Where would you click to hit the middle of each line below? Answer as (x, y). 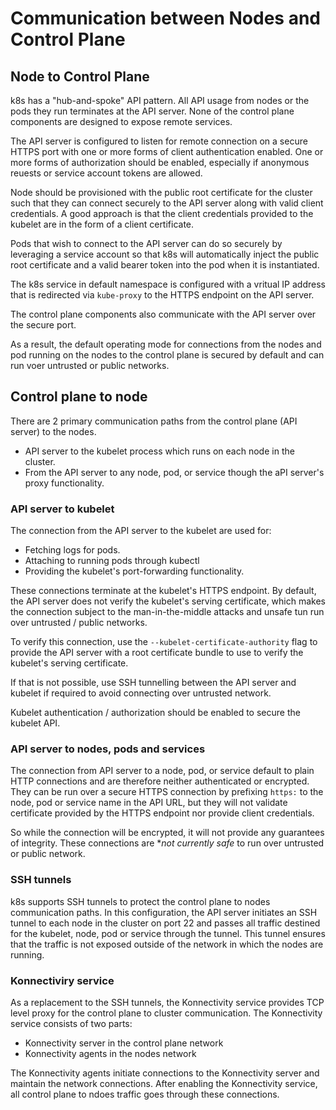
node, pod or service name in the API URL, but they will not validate (149, 803)
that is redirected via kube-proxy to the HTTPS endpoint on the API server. (162, 295)
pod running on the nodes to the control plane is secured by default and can (167, 355)
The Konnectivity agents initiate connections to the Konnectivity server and (165, 1073)
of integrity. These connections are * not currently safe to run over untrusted (167, 843)
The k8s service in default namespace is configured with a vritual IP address (168, 284)
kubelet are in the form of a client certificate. (102, 224)
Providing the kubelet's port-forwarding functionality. (134, 571)
